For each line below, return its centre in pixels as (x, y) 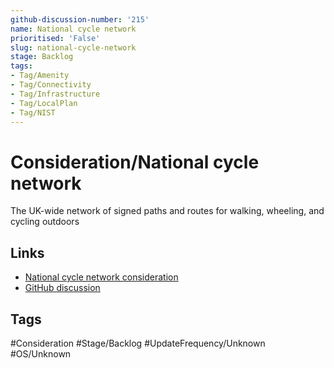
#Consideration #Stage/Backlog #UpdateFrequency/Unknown (138, 343)
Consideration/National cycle (135, 162)
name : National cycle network (73, 29)
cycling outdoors (45, 222)
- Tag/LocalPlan (44, 103)
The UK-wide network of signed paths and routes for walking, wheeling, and (167, 211)
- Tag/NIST (33, 112)
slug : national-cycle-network (73, 47)
